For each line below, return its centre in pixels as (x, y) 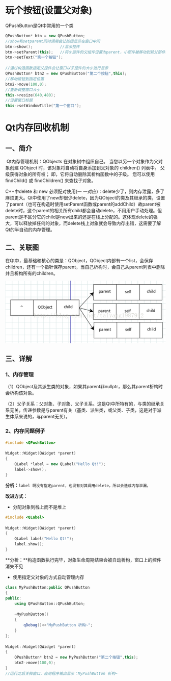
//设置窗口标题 (19, 100)
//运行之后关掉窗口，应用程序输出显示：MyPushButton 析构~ (62, 673)
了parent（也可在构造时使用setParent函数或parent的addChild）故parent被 (83, 204)
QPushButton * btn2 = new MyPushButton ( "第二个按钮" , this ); (76, 658)
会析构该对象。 (21, 393)
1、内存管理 (20, 374)
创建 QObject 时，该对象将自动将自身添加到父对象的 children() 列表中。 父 (87, 168)
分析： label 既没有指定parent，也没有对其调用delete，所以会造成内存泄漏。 (78, 485)
